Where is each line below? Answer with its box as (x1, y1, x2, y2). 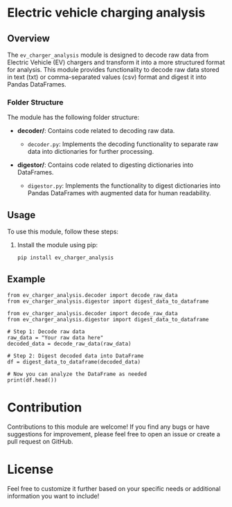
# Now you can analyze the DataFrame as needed (7, 371, 148, 377)
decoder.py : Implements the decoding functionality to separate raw (27, 140, 219, 148)
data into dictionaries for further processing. (27, 148, 154, 156)
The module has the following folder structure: (7, 113, 140, 122)
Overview (7, 33, 51, 44)
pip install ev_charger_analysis (17, 254, 114, 261)
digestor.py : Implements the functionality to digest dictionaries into (27, 181, 221, 190)
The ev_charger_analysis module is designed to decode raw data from (7, 51, 209, 59)
